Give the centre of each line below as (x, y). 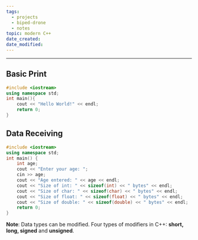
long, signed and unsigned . (40, 231)
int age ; (27, 164)
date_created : (24, 39)
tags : (13, 12)
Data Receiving (34, 134)
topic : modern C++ (29, 34)
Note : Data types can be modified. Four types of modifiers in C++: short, (95, 225)
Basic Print (27, 74)
